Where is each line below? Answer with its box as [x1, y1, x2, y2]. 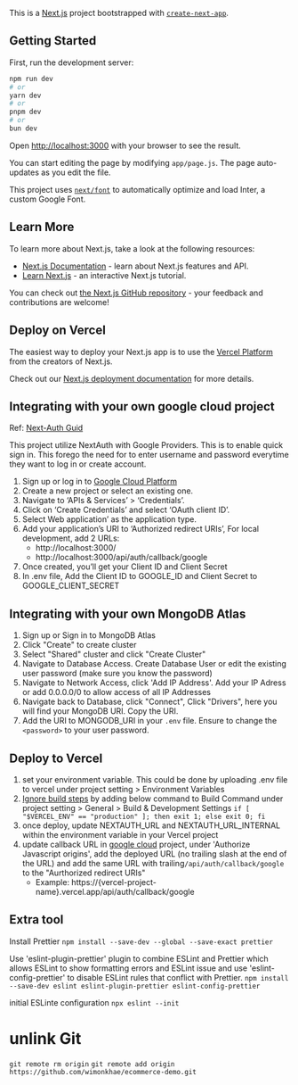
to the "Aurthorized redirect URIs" [21, 867, 146, 878]
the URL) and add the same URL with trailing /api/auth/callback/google [21, 858, 285, 868]
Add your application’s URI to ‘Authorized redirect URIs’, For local [21, 524, 260, 534]
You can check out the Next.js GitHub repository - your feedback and [9, 287, 264, 298]
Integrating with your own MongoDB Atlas [9, 606, 246, 621]
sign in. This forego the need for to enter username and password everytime [9, 450, 289, 460]
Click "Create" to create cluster [21, 640, 137, 650]
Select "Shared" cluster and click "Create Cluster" [21, 649, 206, 659]
